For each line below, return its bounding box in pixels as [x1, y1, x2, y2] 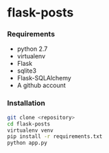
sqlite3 [16, 67, 36, 75]
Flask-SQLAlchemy [16, 74, 72, 82]
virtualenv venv [7, 127, 53, 134]
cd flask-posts [7, 120, 51, 128]
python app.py [7, 139, 48, 147]
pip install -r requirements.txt [7, 133, 103, 140]
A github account [16, 81, 66, 90]
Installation [7, 98, 46, 108]
